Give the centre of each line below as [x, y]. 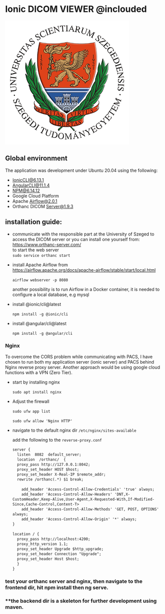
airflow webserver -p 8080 [40, 280]
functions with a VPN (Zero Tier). [39, 372]
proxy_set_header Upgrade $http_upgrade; [60, 549]
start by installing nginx [36, 382]
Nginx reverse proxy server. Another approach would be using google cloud [82, 367]
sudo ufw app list [31, 411]
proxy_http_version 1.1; [43, 544]
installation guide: [34, 222]
